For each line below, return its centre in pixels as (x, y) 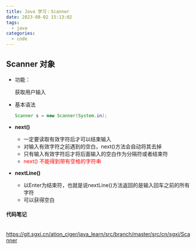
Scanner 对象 (31, 64)
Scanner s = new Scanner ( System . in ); (61, 115)
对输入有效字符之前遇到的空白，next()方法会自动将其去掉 (92, 146)
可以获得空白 (39, 200)
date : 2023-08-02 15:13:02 (39, 17)
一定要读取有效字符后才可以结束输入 (67, 139)
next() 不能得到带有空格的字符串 (62, 161)
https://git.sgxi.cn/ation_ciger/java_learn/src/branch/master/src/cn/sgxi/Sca (98, 234)
